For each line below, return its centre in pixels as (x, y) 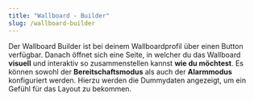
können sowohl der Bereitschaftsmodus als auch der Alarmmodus (120, 71)
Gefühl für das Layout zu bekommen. (70, 88)
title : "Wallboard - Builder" (59, 16)
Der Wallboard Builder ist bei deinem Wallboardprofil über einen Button (126, 46)
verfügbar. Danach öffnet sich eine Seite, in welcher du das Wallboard (125, 55)
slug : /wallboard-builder (52, 23)
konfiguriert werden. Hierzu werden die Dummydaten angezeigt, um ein (127, 80)
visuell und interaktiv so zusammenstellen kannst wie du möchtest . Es (126, 63)
